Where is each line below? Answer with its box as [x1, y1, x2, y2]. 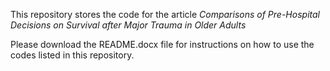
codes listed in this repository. [10, 49, 135, 61]
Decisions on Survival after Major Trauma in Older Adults [10, 19, 247, 31]
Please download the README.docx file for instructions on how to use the [10, 39, 315, 50]
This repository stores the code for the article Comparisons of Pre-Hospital [10, 9, 320, 20]
